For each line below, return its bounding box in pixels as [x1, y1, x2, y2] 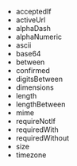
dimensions [15, 83, 54, 92]
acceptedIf [15, 7, 52, 16]
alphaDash [15, 24, 52, 33]
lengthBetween [15, 99, 66, 109]
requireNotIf [15, 117, 56, 125]
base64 [15, 49, 41, 58]
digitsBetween [15, 75, 64, 83]
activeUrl [15, 15, 46, 25]
